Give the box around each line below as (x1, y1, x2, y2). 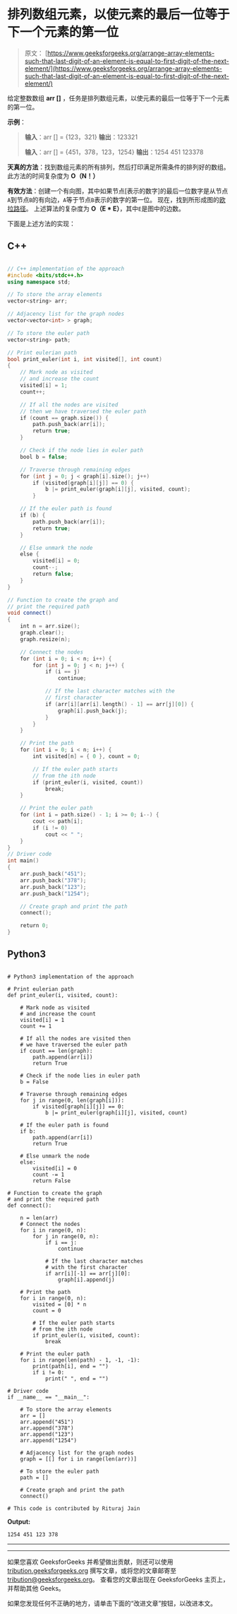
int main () (7, 857, 39, 864)
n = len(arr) (20, 1214, 59, 1221)
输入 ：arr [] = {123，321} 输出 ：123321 (24, 132, 138, 141)
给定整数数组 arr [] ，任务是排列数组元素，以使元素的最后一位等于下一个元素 (7, 93, 230, 102)
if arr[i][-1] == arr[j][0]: (44, 1270, 131, 1277)
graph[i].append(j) (57, 1276, 115, 1283)
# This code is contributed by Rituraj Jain (7, 1504, 140, 1512)
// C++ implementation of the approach (7, 265, 125, 272)
